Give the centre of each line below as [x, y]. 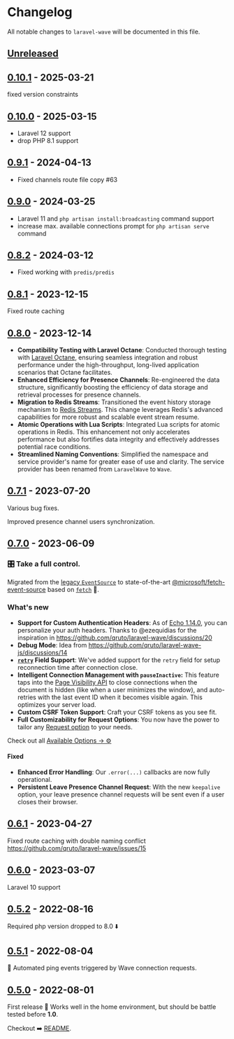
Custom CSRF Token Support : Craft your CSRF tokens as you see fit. [117, 712]
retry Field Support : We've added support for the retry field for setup [119, 660]
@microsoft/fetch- [199, 582]
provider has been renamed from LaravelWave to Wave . [95, 469]
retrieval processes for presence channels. [79, 395]
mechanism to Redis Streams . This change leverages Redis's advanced [120, 410]
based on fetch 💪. [73, 589]
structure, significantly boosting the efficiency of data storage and [112, 387]
